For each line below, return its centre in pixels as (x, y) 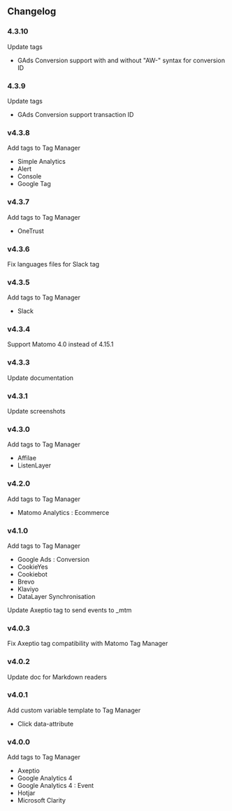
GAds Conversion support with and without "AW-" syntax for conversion (121, 60)
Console (29, 176)
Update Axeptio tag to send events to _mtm (70, 610)
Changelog (32, 12)
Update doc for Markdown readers (57, 677)
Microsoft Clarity (42, 801)
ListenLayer (34, 465)
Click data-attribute (45, 724)
